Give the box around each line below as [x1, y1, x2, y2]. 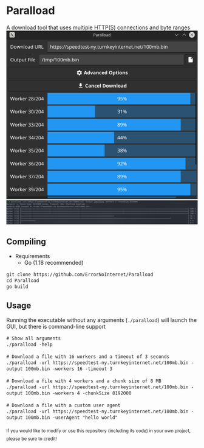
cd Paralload [6, 278, 39, 284]
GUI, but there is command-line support [6, 323, 106, 331]
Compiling [6, 236, 47, 247]
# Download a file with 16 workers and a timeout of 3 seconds [6, 354, 170, 360]
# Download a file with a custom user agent [6, 402, 121, 408]
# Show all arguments [6, 335, 61, 341]
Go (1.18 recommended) [24, 259, 84, 267]
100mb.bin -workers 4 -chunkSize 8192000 [25, 390, 132, 396]
